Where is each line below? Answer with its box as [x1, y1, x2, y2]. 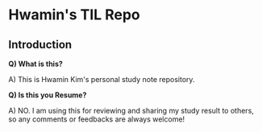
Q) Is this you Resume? [8, 90, 87, 100]
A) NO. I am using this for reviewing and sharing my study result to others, [8, 106, 254, 115]
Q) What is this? [8, 59, 63, 68]
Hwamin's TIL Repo [8, 6, 141, 24]
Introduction [8, 38, 73, 52]
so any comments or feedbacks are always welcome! [8, 114, 185, 124]
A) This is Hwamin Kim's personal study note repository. [8, 75, 195, 84]
